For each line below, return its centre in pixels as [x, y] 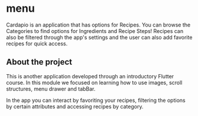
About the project [39, 62]
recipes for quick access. [37, 44]
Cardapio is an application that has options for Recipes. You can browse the [98, 25]
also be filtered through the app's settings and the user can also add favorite [99, 37]
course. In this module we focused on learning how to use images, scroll [94, 82]
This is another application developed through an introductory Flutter [90, 76]
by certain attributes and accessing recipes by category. [75, 106]
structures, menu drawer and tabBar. [51, 89]
